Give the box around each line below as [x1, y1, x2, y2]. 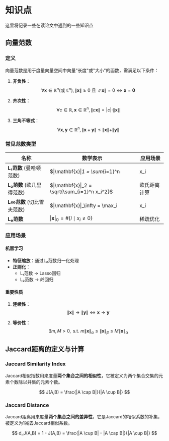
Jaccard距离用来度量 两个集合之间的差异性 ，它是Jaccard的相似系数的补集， [5, 414, 162, 419]
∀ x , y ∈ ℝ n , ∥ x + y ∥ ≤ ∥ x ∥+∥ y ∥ [57, 126, 120, 133]
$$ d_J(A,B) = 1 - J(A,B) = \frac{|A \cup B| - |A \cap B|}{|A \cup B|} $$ [12, 430, 157, 436]
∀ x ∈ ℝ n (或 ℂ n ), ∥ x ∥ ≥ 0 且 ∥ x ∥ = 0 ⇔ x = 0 [41, 86, 136, 93]
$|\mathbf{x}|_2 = [49, 182, 92, 189]
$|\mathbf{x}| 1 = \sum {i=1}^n [49, 168, 120, 175]
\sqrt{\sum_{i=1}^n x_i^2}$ [49, 188, 113, 195]
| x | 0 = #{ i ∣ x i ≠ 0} [49, 215, 93, 223]
